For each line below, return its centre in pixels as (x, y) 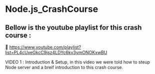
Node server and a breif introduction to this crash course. (64, 67)
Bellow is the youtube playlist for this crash (74, 28)
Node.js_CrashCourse (52, 9)
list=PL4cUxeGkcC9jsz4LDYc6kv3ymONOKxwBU (56, 52)
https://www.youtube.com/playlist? (45, 47)
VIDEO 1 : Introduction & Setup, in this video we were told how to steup (78, 62)
